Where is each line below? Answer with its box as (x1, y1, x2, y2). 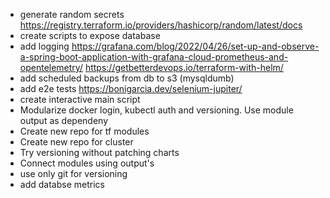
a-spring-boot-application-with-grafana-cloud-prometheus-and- (19, 51, 289, 63)
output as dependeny (19, 115, 109, 126)
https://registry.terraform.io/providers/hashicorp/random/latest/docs (19, 19, 303, 31)
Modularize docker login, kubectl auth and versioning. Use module (19, 104, 294, 116)
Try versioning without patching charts (19, 147, 180, 158)
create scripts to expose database (19, 30, 161, 41)
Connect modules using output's (19, 157, 155, 169)
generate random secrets (19, 9, 125, 20)
